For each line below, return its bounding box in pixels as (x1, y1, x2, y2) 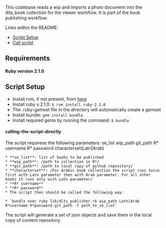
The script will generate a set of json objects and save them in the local (5, 212, 152, 217)
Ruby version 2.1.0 (5, 68, 44, 74)
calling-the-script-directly (5, 129, 61, 135)
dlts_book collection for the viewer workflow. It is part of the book (5, 10, 140, 16)
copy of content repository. (5, 217, 61, 223)
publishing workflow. (5, 15, 48, 21)
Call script (12, 40, 33, 46)
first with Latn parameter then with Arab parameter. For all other (5, 172, 151, 177)
